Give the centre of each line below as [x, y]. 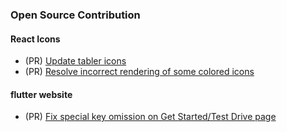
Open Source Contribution [75, 15]
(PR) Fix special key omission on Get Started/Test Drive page [150, 117]
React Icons [35, 39]
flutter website [41, 94]
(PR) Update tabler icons [75, 61]
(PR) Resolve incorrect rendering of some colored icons [139, 72]
